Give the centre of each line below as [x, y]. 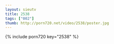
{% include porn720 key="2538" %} [42, 37]
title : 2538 [17, 14]
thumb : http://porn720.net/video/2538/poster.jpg [57, 23]
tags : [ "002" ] [20, 18]
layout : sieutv [21, 9]
